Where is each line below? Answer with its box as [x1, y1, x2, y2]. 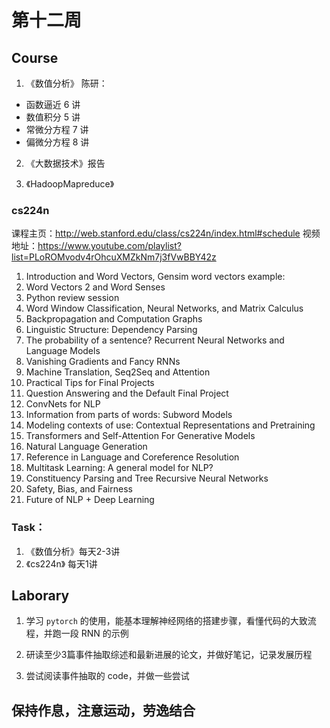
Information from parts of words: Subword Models [25, 409, 233, 421]
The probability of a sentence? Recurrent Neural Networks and [25, 334, 285, 346]
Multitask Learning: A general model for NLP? [25, 462, 214, 474]
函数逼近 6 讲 [25, 99, 81, 110]
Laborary [11, 587, 70, 604]
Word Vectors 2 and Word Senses [25, 281, 166, 293]
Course [11, 49, 59, 66]
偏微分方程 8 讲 [25, 136, 90, 148]
